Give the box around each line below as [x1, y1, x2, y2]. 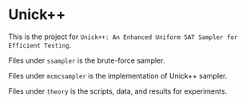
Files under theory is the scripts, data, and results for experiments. [8, 86, 228, 96]
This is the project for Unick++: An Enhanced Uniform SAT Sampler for [8, 32, 238, 41]
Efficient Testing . [8, 40, 72, 49]
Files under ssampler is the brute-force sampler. [8, 56, 165, 65]
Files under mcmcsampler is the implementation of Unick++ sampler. [8, 71, 228, 80]
